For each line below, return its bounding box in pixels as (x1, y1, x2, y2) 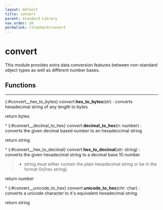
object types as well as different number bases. (5, 67, 100, 73)
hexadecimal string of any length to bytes (5, 104, 88, 110)
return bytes (5, 113, 30, 119)
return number (5, 176, 34, 181)
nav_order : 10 (5, 20, 34, 26)
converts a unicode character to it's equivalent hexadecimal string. (5, 190, 138, 196)
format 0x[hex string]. (24, 166, 68, 172)
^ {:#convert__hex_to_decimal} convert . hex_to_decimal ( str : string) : (5, 146, 140, 152)
